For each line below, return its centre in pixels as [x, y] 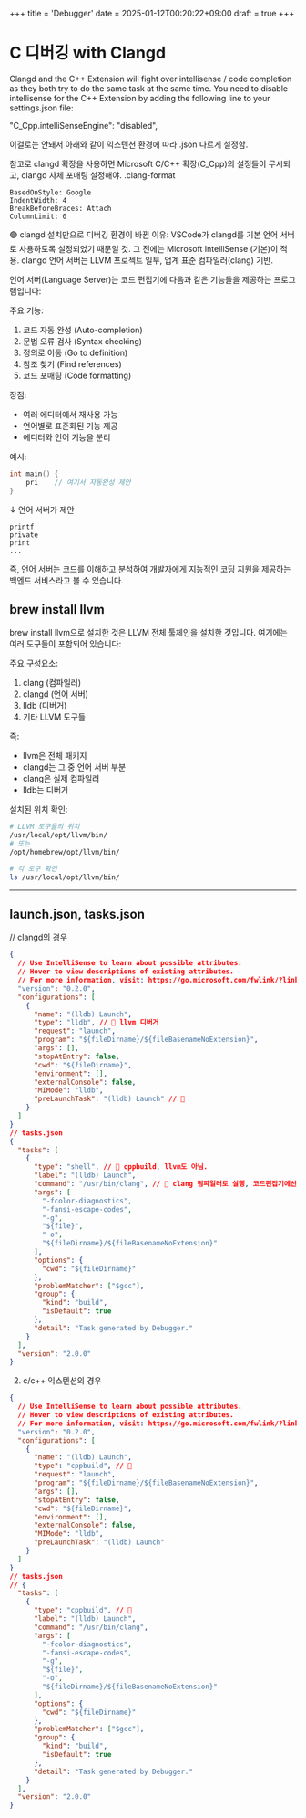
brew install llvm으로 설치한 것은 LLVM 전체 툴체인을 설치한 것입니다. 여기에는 [149, 633]
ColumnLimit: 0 [38, 216]
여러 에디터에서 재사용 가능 [70, 414]
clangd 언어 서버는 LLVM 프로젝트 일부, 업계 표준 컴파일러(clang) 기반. [148, 260]
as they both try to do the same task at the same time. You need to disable [149, 88]
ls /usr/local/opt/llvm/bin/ [65, 877]
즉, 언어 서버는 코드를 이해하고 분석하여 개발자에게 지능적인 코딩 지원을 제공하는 [150, 569]
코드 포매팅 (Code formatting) [77, 375]
